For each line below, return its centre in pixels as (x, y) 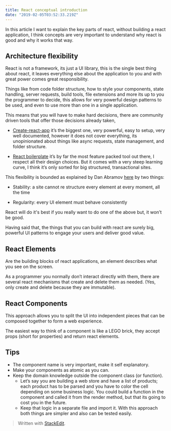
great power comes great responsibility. (47, 79)
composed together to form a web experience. (54, 321)
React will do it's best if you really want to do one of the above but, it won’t (83, 212)
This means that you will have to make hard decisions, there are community (84, 115)
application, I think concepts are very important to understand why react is (83, 35)
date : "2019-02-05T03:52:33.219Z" (42, 15)
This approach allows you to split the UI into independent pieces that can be (85, 315)
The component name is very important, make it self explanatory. (81, 364)
